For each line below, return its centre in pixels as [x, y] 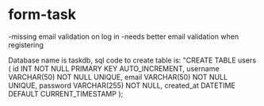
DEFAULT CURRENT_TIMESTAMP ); [66, 93]
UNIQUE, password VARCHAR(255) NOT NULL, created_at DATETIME [122, 85]
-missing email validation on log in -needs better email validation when [124, 36]
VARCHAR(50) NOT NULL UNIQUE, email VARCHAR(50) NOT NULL [118, 77]
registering [26, 44]
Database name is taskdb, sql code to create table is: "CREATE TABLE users [132, 60]
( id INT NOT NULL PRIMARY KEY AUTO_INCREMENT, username [114, 68]
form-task [42, 15]
